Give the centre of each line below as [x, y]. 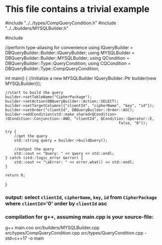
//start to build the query [34, 92]
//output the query [34, 149]
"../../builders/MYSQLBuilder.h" [37, 28]
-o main [36, 238]
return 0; [15, 175]
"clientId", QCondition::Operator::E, [114, 119]
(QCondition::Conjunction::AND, [39, 119]
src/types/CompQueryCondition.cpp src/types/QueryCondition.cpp [74, 233]
